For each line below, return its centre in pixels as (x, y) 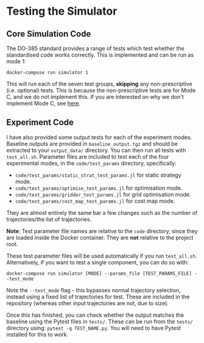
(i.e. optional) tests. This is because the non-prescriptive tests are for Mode (101, 90)
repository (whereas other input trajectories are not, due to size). (88, 303)
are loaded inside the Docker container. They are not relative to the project (100, 237)
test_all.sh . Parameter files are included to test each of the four (88, 156)
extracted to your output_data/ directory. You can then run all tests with (96, 150)
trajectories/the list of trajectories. (49, 219)
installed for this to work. (37, 334)
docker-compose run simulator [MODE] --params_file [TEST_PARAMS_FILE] (99, 273)
